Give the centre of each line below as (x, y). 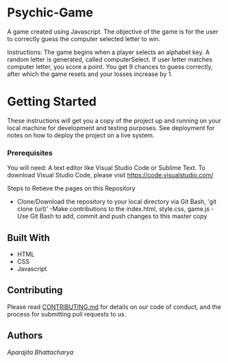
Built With (28, 238)
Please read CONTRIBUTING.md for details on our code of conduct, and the (114, 307)
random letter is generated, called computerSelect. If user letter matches (110, 59)
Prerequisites (30, 153)
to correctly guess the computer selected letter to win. (84, 38)
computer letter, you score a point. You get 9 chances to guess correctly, (110, 66)
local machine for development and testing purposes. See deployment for (111, 127)
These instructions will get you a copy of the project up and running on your (114, 121)
